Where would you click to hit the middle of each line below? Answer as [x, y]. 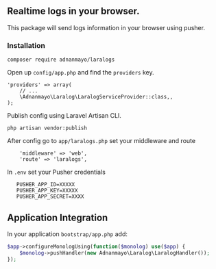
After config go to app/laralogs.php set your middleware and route [101, 141]
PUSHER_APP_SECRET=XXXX [50, 197]
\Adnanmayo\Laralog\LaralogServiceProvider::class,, [96, 97]
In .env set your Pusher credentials [57, 172]
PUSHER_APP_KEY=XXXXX [47, 191]
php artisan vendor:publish [47, 128]
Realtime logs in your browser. [73, 11]
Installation [26, 45]
